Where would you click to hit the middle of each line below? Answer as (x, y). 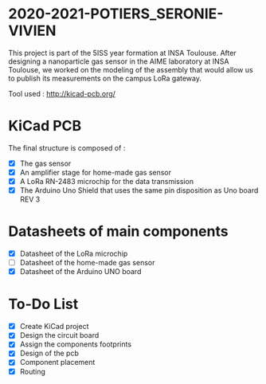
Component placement (57, 362)
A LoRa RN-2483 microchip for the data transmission (106, 181)
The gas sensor (45, 163)
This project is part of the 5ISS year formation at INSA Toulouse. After (122, 53)
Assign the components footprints (76, 344)
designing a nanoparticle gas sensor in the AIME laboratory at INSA (119, 61)
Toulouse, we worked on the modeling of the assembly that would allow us (131, 69)
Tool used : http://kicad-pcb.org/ (62, 93)
